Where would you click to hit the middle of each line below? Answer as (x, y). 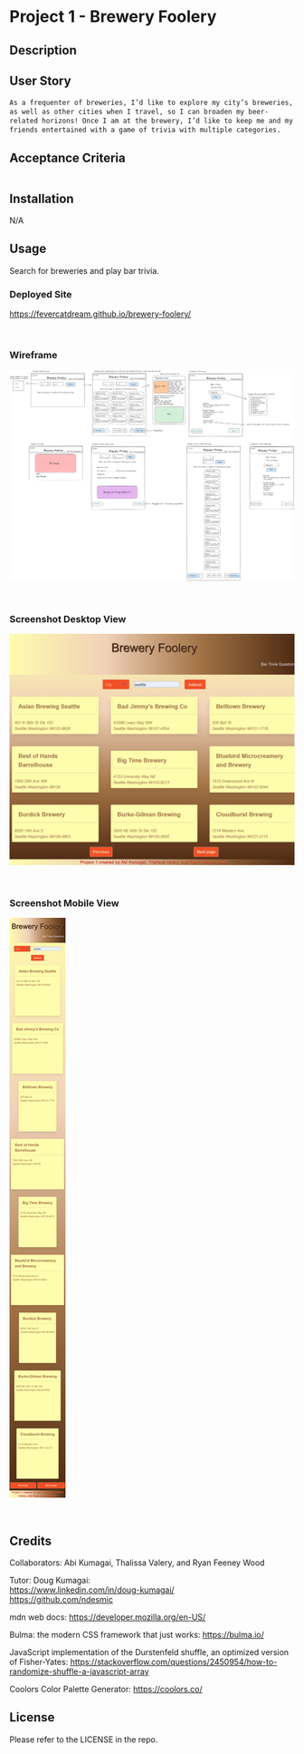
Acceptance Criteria (67, 157)
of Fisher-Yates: (39, 1661)
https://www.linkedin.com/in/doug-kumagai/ (92, 1590)
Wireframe (33, 356)
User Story (40, 80)
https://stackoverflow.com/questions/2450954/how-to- (174, 1661)
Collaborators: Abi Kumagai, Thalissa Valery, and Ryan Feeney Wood (137, 1563)
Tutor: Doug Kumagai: (50, 1580)
